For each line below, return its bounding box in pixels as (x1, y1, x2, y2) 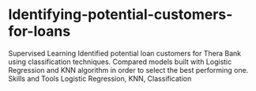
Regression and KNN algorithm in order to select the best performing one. (8, 65, 249, 74)
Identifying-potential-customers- (8, 6, 233, 24)
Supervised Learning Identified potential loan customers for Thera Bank (8, 48, 242, 58)
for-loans (8, 22, 71, 40)
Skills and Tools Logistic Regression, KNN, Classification (8, 74, 192, 83)
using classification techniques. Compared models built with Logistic (8, 57, 232, 66)
